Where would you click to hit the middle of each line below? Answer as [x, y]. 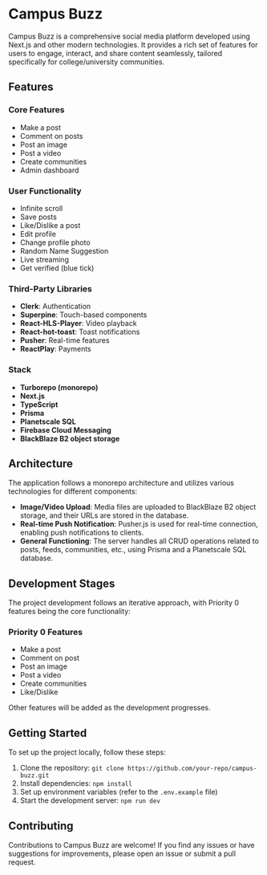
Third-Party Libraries [50, 288]
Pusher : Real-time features [65, 340]
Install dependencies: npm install [76, 783]
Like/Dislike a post [50, 225]
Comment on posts [51, 136]
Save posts [38, 217]
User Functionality [45, 191]
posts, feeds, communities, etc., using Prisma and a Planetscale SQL [133, 550]
